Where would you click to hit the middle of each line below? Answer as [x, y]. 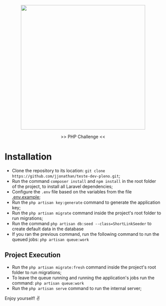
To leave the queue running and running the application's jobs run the [83, 278]
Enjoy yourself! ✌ [22, 298]
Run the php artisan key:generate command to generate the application [86, 202]
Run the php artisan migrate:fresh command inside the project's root [84, 267]
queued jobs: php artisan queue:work [50, 239]
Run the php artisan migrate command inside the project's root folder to [86, 213]
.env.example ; [26, 197]
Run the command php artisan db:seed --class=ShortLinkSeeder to [82, 223]
